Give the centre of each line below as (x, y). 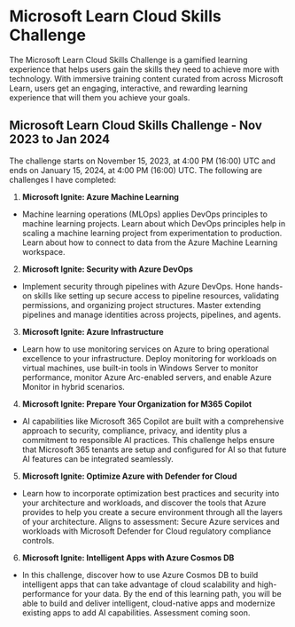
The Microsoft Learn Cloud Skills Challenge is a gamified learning (128, 60)
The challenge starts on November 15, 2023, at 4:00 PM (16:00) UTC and (143, 161)
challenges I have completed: (63, 179)
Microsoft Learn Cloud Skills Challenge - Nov (136, 126)
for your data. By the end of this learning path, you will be (177, 593)
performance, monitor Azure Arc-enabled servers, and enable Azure (147, 377)
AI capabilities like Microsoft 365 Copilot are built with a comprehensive (153, 421)
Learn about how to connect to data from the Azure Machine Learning (150, 242)
